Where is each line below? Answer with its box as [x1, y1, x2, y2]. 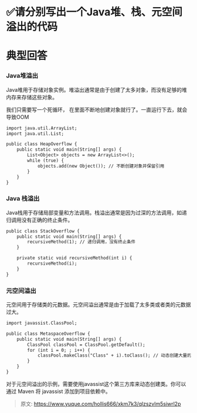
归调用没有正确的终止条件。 [6, 216, 73, 224]
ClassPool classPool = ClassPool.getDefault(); [27, 342, 145, 348]
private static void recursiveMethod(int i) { [16, 255, 133, 261]
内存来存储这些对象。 [6, 94, 57, 101]
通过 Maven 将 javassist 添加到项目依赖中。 [6, 388, 111, 395]
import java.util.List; [6, 131, 64, 136]
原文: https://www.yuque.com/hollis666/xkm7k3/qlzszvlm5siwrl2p [20, 400, 181, 407]
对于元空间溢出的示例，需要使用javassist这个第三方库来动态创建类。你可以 [6, 380, 186, 387]
